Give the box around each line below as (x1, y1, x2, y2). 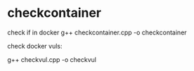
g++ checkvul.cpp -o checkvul (7, 55, 97, 64)
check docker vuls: (7, 41, 63, 50)
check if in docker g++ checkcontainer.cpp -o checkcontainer (7, 28, 188, 37)
